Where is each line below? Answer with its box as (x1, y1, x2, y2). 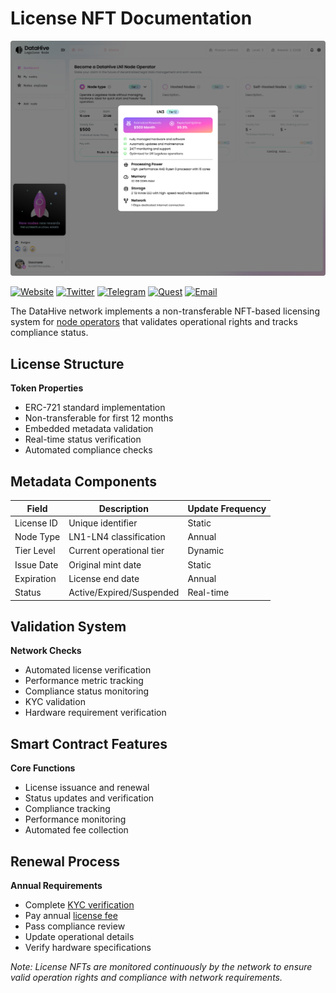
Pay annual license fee (24, 910, 118, 922)
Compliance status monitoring (24, 685, 150, 697)
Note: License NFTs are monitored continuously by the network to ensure (10, 961, 313, 973)
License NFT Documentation (10, 7, 253, 30)
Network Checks (10, 645, 82, 657)
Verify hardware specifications (24, 942, 152, 954)
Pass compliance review (24, 920, 126, 932)
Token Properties (10, 382, 84, 394)
